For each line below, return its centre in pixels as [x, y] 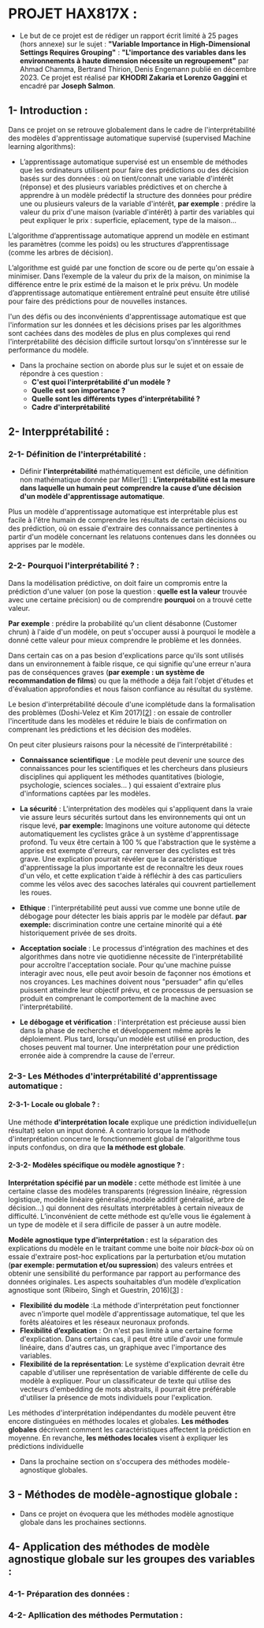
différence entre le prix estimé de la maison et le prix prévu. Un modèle [123, 284]
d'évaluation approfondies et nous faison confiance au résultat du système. [131, 689]
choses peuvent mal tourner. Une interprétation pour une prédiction [129, 1047]
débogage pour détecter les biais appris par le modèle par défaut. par [133, 916]
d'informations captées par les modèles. [85, 793]
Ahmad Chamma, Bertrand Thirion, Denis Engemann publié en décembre [138, 69]
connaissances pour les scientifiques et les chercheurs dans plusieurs [134, 768]
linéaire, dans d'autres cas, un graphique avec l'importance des [123, 1347]
